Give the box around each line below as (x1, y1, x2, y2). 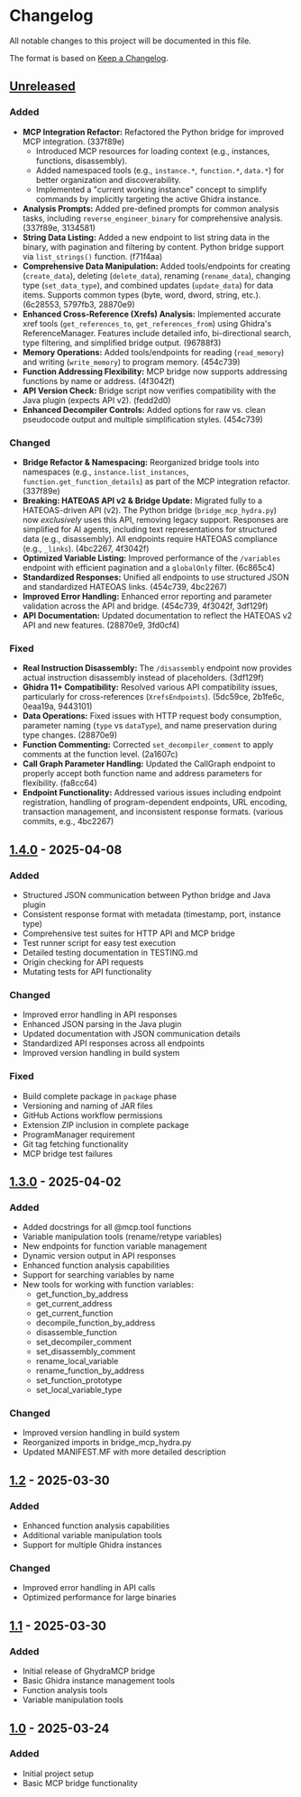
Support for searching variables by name (22, 1270, 175, 1280)
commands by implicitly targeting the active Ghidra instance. (35, 193, 261, 204)
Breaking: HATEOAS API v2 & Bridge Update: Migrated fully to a (22, 495, 263, 506)
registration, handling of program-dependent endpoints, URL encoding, (22, 797, 287, 808)
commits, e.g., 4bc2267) (22, 816, 114, 827)
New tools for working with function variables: (22, 1279, 194, 1290)
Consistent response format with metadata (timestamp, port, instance (22, 908, 281, 920)
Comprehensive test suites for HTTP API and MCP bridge (22, 928, 236, 939)
